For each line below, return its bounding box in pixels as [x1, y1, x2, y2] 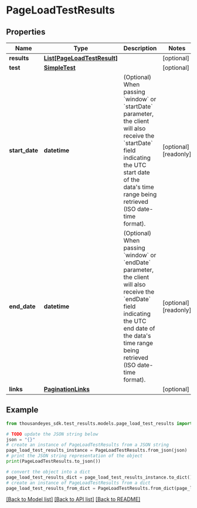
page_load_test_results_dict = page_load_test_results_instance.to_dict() [6, 474, 193, 480]
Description [123, 45, 157, 52]
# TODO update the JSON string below [6, 431, 98, 437]
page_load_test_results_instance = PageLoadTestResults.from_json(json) [6, 448, 188, 454]
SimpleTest [43, 64, 76, 71]
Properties [6, 27, 46, 37]
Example [6, 405, 39, 415]
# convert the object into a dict [6, 469, 91, 475]
